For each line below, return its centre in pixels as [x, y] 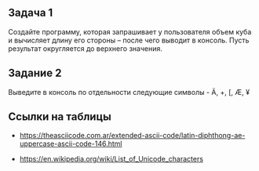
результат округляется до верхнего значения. [85, 48]
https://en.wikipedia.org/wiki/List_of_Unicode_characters [111, 159]
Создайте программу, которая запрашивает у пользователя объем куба [130, 31]
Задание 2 [35, 73]
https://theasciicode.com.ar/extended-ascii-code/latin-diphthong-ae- [132, 136]
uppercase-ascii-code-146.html [71, 144]
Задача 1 [31, 13]
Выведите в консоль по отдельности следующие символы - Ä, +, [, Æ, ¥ [129, 92]
